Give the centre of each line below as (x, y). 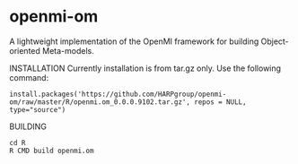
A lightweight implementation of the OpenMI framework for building (134, 41)
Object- (275, 41)
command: (29, 77)
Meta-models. (68, 50)
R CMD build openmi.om (52, 151)
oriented (25, 50)
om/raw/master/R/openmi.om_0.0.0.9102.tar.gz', (100, 102)
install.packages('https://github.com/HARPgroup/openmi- (118, 94)
